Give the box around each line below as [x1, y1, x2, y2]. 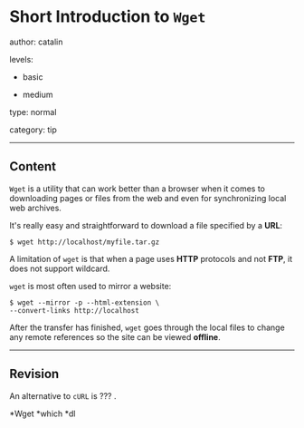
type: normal [9, 106, 57, 117]
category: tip [9, 124, 57, 135]
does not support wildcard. [9, 263, 110, 274]
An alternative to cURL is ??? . [9, 390, 117, 401]
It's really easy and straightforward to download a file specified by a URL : [9, 219, 283, 230]
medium [22, 89, 53, 100]
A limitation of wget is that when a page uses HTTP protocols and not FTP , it [9, 253, 293, 264]
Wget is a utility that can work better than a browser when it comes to [9, 183, 265, 194]
